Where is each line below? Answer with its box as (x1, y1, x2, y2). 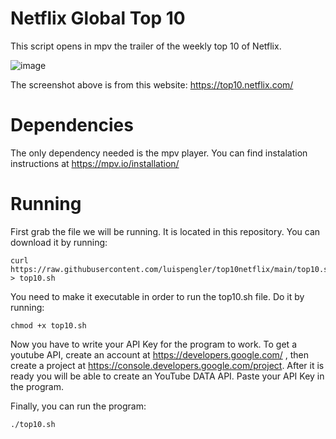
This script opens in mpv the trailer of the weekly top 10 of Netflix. (10, 40, 282, 52)
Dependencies (10, 114, 134, 137)
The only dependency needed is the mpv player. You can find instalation (10, 147, 308, 159)
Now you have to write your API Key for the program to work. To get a (10, 338, 297, 350)
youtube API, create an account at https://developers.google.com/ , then (10, 348, 310, 361)
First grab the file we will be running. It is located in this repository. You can (10, 225, 321, 237)
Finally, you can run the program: (10, 400, 147, 412)
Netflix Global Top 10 (10, 7, 186, 30)
